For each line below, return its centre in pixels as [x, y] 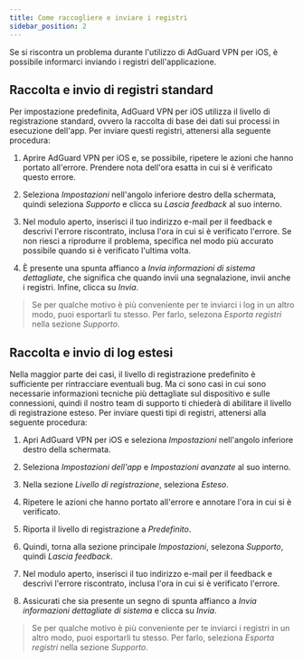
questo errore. [49, 177]
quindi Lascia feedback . [67, 556]
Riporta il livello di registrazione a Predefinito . [107, 529]
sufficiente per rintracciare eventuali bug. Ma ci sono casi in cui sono [138, 384]
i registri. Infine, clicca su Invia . [80, 288]
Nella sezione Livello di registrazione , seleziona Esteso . [125, 485]
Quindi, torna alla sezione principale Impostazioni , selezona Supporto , [153, 547]
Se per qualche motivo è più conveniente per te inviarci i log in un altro [163, 305]
